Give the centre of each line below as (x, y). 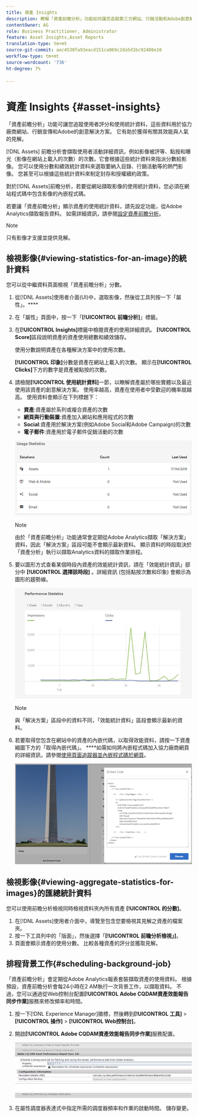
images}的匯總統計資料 (49, 893)
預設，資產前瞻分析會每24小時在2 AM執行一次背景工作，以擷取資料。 (91, 987)
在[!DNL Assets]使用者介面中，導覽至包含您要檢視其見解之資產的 (93, 921)
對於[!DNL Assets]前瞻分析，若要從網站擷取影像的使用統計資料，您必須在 (95, 186)
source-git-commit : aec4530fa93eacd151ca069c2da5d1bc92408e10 (84, 50)
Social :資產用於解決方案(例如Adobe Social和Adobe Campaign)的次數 (107, 424)
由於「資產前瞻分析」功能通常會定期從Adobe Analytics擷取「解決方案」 (102, 537)
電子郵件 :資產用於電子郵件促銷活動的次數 (73, 432)
